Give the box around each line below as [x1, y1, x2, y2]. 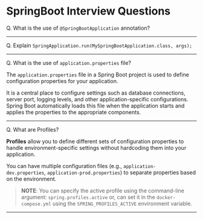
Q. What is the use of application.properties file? [6, 59, 132, 66]
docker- [156, 194, 176, 201]
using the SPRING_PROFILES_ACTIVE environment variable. [52, 200, 192, 207]
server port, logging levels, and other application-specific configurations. [6, 95, 188, 103]
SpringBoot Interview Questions [6, 4, 171, 18]
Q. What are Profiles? [6, 126, 59, 133]
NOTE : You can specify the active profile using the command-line [21, 187, 185, 194]
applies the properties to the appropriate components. [6, 108, 141, 116]
